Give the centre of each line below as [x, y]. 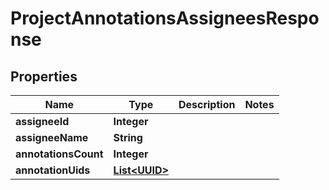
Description [207, 104]
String [128, 137]
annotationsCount [59, 154]
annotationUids [53, 170]
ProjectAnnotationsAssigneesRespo [165, 18]
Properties [44, 76]
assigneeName [52, 137]
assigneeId [42, 121]
